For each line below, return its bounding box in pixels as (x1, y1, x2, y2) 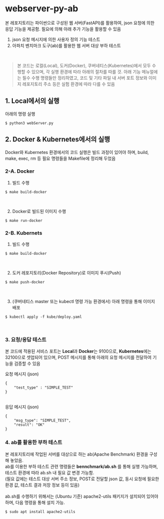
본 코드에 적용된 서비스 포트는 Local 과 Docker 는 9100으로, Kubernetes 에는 (5, 348, 152, 354)
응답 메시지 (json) (5, 404, 39, 410)
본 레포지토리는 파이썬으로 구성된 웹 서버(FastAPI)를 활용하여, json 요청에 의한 (5, 20, 155, 26)
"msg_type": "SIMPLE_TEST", (14, 418, 71, 423)
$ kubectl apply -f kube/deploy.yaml (5, 314, 82, 320)
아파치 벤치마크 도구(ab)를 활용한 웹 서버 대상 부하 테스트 (12, 42, 121, 48)
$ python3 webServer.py (5, 121, 54, 125)
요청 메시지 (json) (5, 371, 39, 377)
